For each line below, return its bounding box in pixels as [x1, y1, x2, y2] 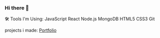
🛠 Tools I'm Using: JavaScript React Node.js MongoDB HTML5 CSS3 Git [5, 16, 155, 22]
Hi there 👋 [5, 4, 30, 11]
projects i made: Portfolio [5, 27, 57, 34]
